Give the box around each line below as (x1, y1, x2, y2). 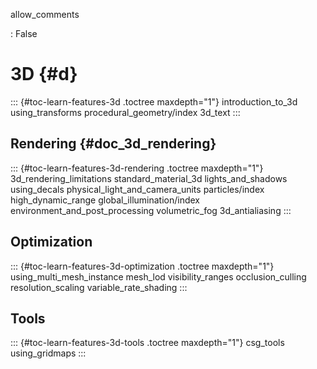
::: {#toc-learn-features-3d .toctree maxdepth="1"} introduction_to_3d (10, 95, 298, 108)
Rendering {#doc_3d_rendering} (10, 135, 217, 153)
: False (10, 28, 38, 39)
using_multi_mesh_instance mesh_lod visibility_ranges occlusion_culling (10, 270, 307, 283)
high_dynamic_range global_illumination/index (10, 194, 200, 206)
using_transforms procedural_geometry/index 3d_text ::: (10, 106, 241, 118)
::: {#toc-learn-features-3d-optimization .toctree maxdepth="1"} (10, 260, 275, 272)
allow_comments (10, 9, 80, 20)
